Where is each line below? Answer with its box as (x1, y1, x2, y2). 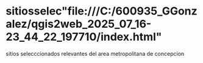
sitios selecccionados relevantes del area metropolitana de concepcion (5, 50, 185, 57)
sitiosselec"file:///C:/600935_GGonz (5, 4, 198, 18)
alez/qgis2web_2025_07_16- (5, 17, 152, 31)
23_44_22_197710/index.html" (5, 30, 162, 44)
